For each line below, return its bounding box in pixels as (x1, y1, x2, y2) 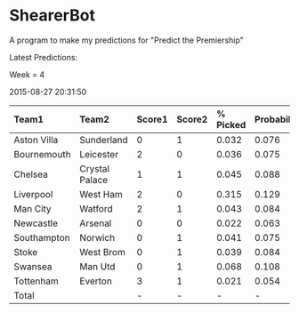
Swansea (13, 260, 53, 272)
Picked (216, 118, 246, 131)
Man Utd (79, 260, 116, 272)
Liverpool (13, 188, 53, 200)
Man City (13, 202, 52, 214)
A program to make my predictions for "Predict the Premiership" (9, 35, 245, 45)
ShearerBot (9, 5, 96, 26)
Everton (79, 275, 113, 287)
